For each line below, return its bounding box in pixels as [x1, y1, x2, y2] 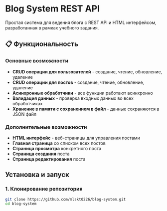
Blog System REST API [5, 3, 100, 14]
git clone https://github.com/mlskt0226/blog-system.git [5, 197, 126, 202]
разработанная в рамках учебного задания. [5, 24, 99, 30]
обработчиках [12, 100, 43, 106]
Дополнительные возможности [5, 123, 87, 130]
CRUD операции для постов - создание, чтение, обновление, [12, 79, 145, 85]
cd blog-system [5, 202, 37, 207]
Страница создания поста [12, 151, 70, 157]
